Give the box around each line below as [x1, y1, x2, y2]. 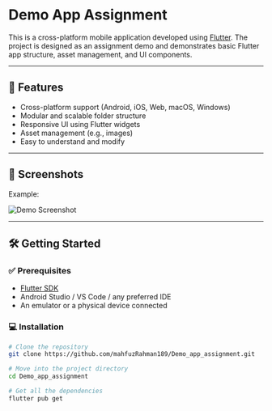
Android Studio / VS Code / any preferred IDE [19, 292, 172, 302]
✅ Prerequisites [8, 265, 71, 276]
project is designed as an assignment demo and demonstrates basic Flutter [8, 40, 260, 50]
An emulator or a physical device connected [19, 301, 168, 311]
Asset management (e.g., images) [19, 128, 134, 138]
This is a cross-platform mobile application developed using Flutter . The [8, 32, 249, 42]
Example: [8, 189, 40, 199]
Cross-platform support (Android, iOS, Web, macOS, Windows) [19, 102, 231, 112]
